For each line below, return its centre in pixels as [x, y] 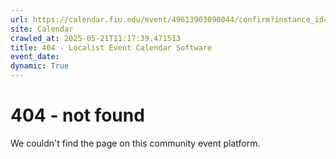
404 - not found [77, 115]
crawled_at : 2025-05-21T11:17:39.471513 [96, 38]
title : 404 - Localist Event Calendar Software [111, 47]
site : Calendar [42, 29]
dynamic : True [40, 66]
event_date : [35, 57]
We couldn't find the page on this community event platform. [135, 143]
